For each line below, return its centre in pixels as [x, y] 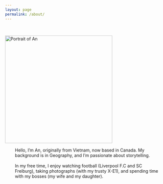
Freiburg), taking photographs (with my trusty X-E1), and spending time [87, 171]
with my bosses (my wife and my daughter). [59, 176]
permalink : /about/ [25, 14]
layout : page [18, 10]
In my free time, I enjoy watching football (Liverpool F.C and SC [79, 166]
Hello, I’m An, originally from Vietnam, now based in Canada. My [80, 150]
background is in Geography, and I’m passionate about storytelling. [82, 155]
